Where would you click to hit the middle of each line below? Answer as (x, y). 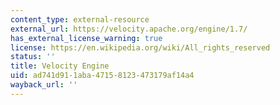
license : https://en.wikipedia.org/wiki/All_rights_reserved (140, 47)
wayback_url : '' (44, 85)
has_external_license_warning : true (86, 38)
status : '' (33, 57)
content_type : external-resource (80, 19)
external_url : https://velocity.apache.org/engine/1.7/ (129, 29)
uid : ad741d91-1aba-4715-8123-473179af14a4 (102, 76)
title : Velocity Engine (60, 66)
